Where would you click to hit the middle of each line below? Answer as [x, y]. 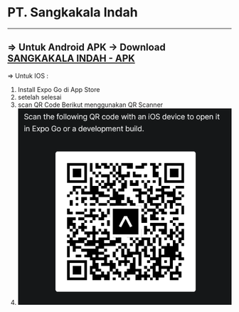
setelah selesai [39, 97]
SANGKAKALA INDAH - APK [71, 59]
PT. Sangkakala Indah [73, 12]
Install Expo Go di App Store [59, 89]
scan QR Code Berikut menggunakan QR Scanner [90, 105]
